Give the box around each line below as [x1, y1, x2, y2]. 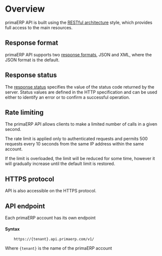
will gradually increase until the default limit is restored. [5, 161, 115, 166]
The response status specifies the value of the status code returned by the [5, 84, 155, 90]
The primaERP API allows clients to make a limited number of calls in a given [5, 121, 158, 127]
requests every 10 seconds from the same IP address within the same [5, 141, 144, 147]
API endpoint [5, 202, 45, 210]
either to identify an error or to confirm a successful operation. [5, 94, 130, 100]
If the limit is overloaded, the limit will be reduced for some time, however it [5, 156, 155, 162]
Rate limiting [5, 108, 44, 116]
